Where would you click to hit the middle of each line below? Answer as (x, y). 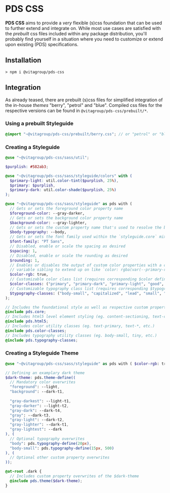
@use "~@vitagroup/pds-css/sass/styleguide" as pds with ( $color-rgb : (82, 364)
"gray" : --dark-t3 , (30, 415)
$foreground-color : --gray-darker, (47, 213)
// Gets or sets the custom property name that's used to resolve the (86, 227)
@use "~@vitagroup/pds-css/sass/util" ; (47, 158)
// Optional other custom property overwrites (60, 458)
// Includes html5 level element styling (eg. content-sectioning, (78, 317)
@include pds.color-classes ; (36, 331)
